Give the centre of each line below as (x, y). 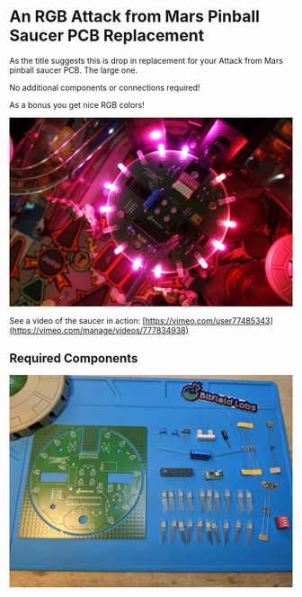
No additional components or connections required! (105, 87)
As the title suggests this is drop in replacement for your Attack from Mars (146, 60)
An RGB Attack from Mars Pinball (135, 17)
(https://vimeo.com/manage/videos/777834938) (99, 330)
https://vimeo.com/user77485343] (209, 320)
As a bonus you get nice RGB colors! (77, 104)
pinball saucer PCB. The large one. (73, 70)
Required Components (74, 358)
